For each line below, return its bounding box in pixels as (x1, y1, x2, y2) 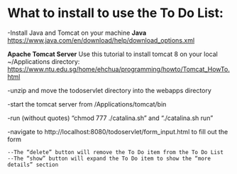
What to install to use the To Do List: (7, 5, 224, 21)
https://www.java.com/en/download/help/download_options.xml (7, 36, 195, 44)
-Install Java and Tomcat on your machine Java (7, 28, 147, 37)
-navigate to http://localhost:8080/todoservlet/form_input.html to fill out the (7, 127, 228, 136)
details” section (7, 161, 59, 168)
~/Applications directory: (7, 57, 80, 65)
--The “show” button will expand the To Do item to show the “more (7, 155, 211, 162)
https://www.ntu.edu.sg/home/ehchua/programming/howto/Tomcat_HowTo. (7, 65, 231, 73)
